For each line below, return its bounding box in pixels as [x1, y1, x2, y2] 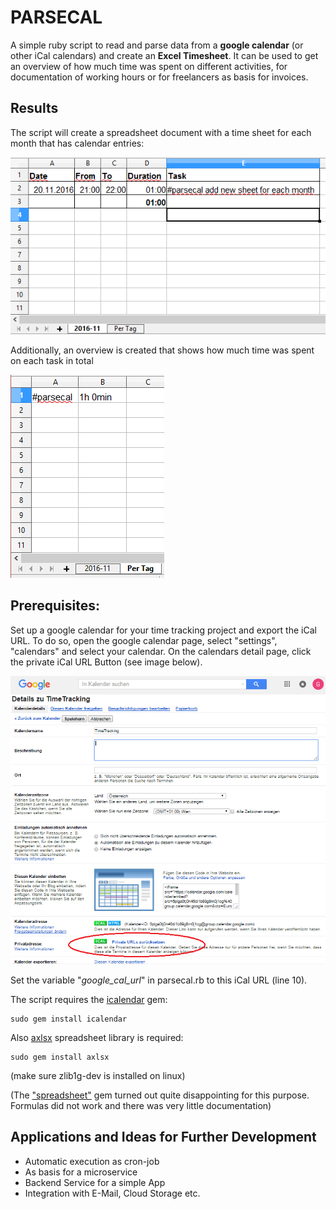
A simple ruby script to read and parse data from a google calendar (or [10, 39, 304, 51]
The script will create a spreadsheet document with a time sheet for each [10, 126, 312, 138]
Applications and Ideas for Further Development [10, 1129, 317, 1146]
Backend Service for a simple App [24, 1176, 166, 1188]
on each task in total [10, 354, 94, 366]
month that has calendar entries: [10, 137, 145, 149]
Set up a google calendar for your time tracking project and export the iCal [10, 624, 317, 636]
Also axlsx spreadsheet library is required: [10, 1031, 184, 1043]
